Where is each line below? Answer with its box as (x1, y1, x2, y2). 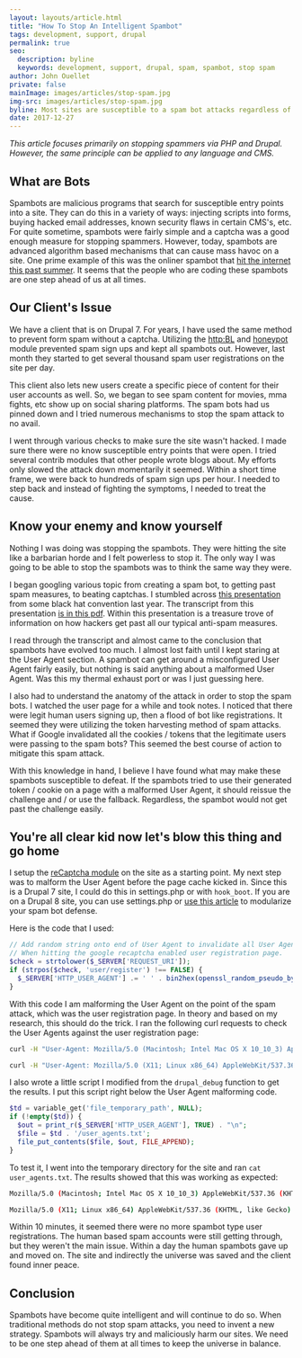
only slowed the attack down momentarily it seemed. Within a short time (9, 464, 277, 475)
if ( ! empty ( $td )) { (9, 1112, 83, 1121)
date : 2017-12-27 (9, 113, 75, 122)
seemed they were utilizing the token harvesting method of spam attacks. (9, 719, 281, 729)
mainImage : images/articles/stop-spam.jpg (9, 88, 171, 97)
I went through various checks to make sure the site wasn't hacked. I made (9, 435, 288, 446)
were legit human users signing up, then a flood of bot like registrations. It (9, 710, 283, 720)
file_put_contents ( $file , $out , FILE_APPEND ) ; (17, 1137, 195, 1147)
